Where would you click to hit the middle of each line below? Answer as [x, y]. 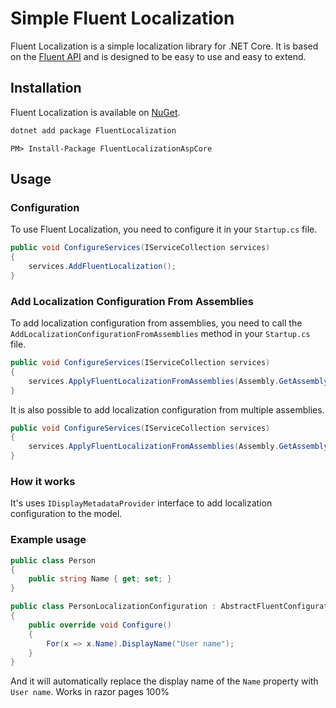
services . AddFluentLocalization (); [102, 267]
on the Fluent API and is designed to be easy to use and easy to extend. [158, 56]
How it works [43, 482]
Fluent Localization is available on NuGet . [95, 112]
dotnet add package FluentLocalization [93, 130]
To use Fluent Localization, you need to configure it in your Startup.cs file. [164, 229]
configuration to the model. [66, 514]
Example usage [48, 540]
